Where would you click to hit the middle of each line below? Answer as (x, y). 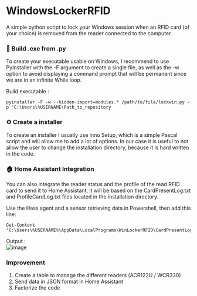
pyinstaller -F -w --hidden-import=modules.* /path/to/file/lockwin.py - (98, 102)
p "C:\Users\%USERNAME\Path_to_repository (59, 107)
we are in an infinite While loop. (44, 80)
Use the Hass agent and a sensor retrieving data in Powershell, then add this (98, 208)
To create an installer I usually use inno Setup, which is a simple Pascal (92, 135)
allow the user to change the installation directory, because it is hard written (98, 147)
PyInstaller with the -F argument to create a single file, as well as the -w (93, 68)
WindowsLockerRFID (58, 11)
